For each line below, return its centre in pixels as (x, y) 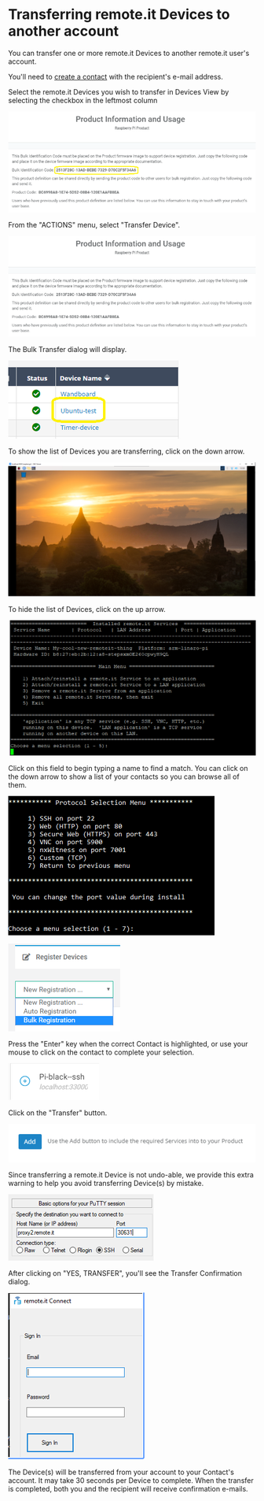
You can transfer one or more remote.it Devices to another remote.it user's (129, 53)
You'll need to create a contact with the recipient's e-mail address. (116, 76)
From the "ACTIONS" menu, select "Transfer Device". (94, 225)
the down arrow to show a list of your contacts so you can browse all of (124, 776)
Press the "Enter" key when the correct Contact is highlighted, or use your (128, 1044)
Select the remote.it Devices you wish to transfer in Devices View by (119, 91)
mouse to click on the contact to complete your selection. (101, 1052)
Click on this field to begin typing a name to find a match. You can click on (128, 769)
